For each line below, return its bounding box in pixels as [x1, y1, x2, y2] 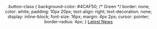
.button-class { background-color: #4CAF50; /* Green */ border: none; [7, 4, 150, 9]
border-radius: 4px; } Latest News [44, 19, 113, 24]
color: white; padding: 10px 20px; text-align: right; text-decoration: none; [5, 9, 152, 14]
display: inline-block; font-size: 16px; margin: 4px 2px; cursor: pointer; [7, 14, 150, 19]
